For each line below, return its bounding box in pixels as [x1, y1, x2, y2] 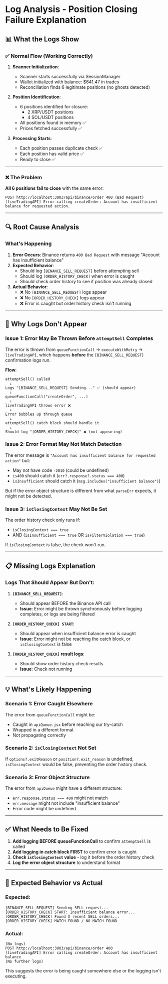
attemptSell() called [5, 377, 50, 382]
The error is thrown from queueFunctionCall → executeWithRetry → [5, 346, 143, 352]
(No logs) [5, 941, 26, 946]
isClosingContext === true [12, 528, 69, 533]
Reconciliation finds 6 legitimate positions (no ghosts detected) [19, 84, 150, 90]
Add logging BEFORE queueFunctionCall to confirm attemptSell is [12, 838, 151, 844]
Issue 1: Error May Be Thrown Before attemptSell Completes [5, 335, 153, 342]
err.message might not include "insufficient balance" [12, 800, 120, 806]
